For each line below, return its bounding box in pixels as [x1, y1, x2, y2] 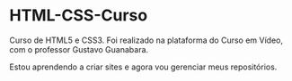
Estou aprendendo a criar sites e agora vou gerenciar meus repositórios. [9, 61, 278, 72]
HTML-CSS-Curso [9, 5, 148, 26]
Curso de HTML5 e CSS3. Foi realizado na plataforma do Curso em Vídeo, [9, 35, 284, 45]
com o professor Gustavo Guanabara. [9, 44, 149, 54]
